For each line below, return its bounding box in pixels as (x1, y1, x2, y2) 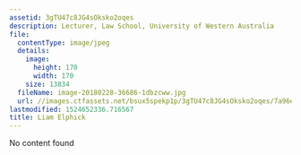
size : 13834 (25, 80, 70, 89)
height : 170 (32, 64, 78, 73)
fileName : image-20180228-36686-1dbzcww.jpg (17, 88, 186, 97)
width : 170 (32, 72, 74, 81)
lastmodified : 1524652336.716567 (9, 105, 134, 114)
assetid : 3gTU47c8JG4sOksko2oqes (9, 13, 134, 22)
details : (17, 47, 50, 56)
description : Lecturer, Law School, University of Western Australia (9, 22, 275, 30)
